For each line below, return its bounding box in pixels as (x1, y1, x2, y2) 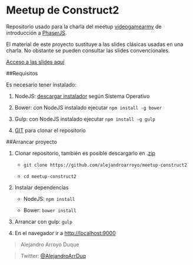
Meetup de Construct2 (6, 4, 119, 17)
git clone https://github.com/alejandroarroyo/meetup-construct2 (23, 162, 187, 168)
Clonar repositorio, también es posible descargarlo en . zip (14, 150, 156, 157)
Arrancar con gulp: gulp (14, 218, 72, 225)
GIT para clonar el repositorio (14, 127, 86, 134)
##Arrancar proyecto (6, 138, 57, 145)
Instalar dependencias (14, 184, 69, 191)
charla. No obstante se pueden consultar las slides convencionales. (6, 47, 170, 54)
